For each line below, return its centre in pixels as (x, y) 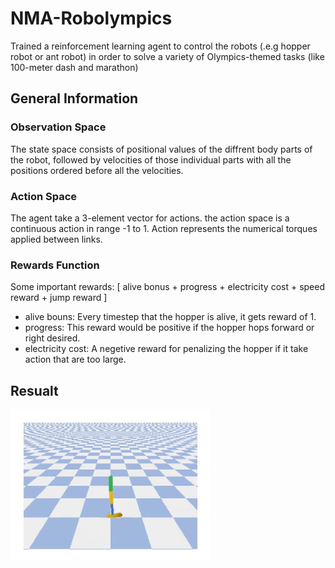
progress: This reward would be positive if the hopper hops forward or (169, 328)
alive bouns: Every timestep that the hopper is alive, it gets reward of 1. (170, 317)
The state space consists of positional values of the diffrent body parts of (161, 149)
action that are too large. (75, 359)
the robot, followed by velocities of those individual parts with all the (151, 159)
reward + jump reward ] (59, 298)
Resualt (34, 390)
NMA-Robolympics (91, 18)
